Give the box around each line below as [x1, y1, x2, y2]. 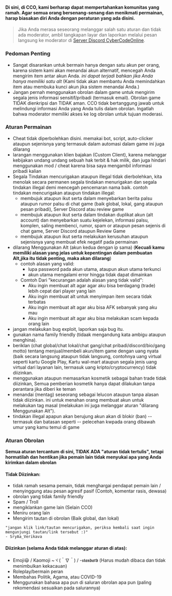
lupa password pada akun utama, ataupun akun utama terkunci [28, 266, 161, 272]
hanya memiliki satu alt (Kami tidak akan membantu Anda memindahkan [12, 78, 165, 84]
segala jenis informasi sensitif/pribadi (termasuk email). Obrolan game [12, 94, 161, 101]
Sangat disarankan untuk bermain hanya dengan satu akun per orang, [12, 62, 160, 68]
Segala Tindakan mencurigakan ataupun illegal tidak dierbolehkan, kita [12, 173, 162, 180]
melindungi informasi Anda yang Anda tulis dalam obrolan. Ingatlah [12, 105, 154, 111]
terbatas [28, 299, 46, 305]
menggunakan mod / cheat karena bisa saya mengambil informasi [12, 162, 152, 169]
